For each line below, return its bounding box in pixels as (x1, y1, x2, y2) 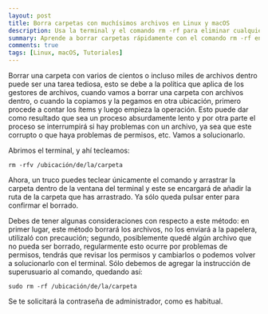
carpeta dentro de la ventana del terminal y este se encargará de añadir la (8, 184, 251, 193)
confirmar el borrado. (8, 201, 79, 210)
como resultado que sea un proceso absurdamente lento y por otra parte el (8, 113, 256, 122)
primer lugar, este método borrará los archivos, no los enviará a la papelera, (8, 225, 258, 234)
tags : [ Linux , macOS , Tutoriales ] (8, 49, 124, 57)
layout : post (8, 11, 52, 20)
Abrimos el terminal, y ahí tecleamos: (8, 145, 130, 155)
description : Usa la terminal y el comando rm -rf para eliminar (8, 26, 230, 34)
